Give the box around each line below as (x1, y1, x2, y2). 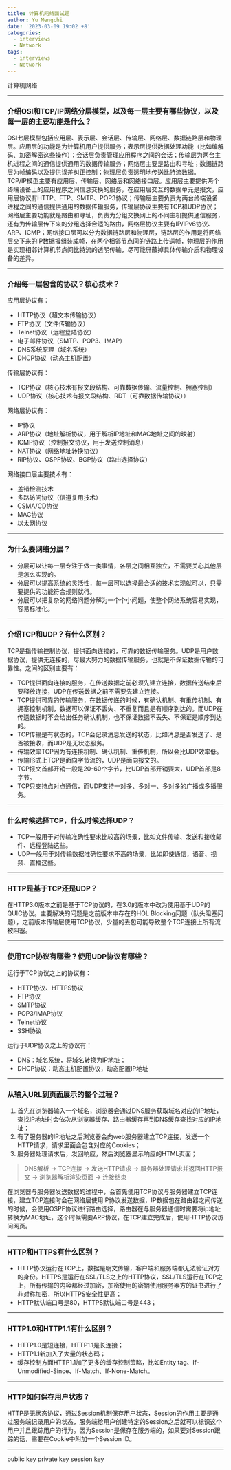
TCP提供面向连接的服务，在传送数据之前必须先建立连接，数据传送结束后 (16, 679, 222, 687)
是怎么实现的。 (16, 570, 60, 578)
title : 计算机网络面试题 (7, 10, 70, 17)
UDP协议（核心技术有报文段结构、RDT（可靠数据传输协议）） (16, 392, 190, 400)
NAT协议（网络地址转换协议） (16, 447, 102, 455)
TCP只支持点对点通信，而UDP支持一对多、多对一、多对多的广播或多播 (16, 782, 217, 790)
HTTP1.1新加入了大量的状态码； (16, 1350, 107, 1358)
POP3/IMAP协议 (16, 1009, 63, 1017)
